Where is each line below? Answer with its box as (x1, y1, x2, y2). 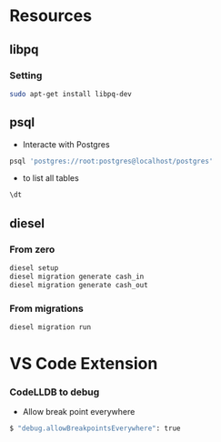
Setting (9, 69, 43, 82)
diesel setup (9, 264, 59, 273)
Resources (9, 5, 93, 26)
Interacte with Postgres (22, 138, 111, 150)
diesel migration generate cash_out (9, 280, 148, 289)
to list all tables (22, 173, 79, 184)
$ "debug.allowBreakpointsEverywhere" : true (9, 424, 181, 433)
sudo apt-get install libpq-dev (9, 89, 132, 98)
